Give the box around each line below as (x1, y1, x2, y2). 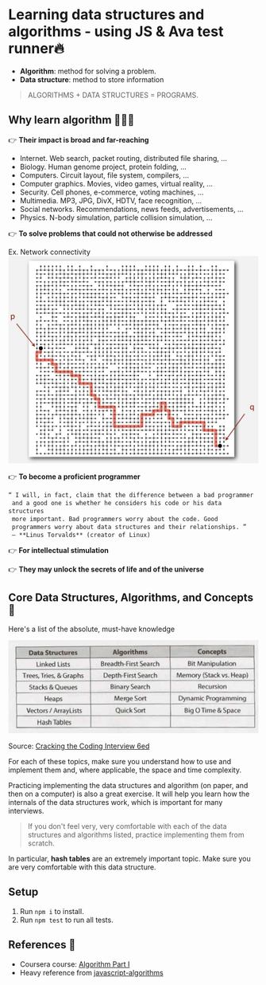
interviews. (8, 806, 44, 815)
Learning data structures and (8, 6, 205, 24)
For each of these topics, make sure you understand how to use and (8, 756, 232, 766)
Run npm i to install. (19, 906, 85, 916)
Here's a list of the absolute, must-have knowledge (8, 624, 175, 634)
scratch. (27, 838, 56, 848)
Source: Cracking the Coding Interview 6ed (8, 741, 150, 751)
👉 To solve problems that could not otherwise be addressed (8, 229, 213, 238)
